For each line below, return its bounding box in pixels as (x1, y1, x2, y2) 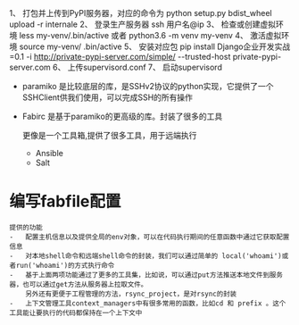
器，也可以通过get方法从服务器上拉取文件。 (9, 279, 148, 288)
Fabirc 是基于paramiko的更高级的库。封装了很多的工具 (21, 111, 223, 121)
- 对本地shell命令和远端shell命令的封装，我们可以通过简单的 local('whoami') (9, 251, 283, 261)
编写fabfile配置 (9, 191, 121, 212)
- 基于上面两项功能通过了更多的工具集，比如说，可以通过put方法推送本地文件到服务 (9, 271, 284, 279)
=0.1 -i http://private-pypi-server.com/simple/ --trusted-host (9, 52, 231, 62)
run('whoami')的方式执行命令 (15, 261, 115, 270)
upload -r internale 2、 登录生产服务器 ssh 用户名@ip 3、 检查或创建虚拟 (9, 19, 277, 29)
